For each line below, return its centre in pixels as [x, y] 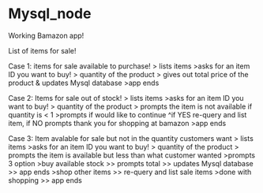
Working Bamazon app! [46, 35]
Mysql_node [50, 14]
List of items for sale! [42, 50]
